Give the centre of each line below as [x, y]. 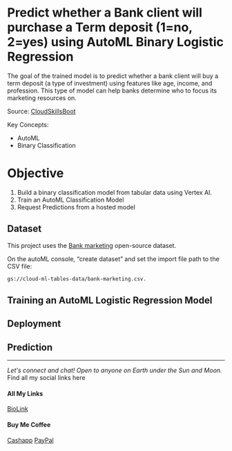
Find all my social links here [46, 378]
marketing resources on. [42, 97]
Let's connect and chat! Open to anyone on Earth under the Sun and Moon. [115, 370]
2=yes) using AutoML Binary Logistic [116, 42]
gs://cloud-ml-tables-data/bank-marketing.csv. [77, 279]
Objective [36, 173]
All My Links [25, 393]
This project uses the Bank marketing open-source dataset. [92, 245]
